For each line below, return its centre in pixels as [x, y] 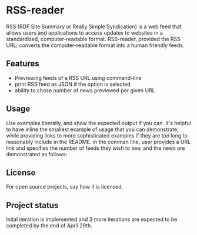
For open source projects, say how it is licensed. [65, 187]
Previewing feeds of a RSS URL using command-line [78, 78]
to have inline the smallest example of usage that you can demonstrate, [92, 129]
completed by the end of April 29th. [49, 226]
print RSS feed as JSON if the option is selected [72, 84]
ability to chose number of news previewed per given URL [85, 90]
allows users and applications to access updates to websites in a [85, 32]
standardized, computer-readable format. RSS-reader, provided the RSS [94, 39]
